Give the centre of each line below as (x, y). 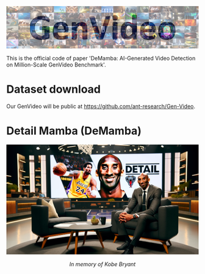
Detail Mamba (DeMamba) (74, 131)
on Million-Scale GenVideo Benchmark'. (56, 65)
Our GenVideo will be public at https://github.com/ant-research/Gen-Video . (101, 106)
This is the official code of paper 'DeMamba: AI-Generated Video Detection (101, 59)
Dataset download (53, 89)
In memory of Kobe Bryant (103, 264)
